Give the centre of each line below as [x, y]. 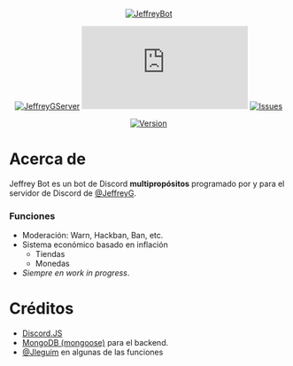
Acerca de [48, 159]
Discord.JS [42, 333]
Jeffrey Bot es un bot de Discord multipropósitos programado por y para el [147, 183]
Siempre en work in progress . [76, 273]
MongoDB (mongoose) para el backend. [95, 343]
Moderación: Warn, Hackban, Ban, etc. [93, 236]
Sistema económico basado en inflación [95, 245]
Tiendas [50, 254]
